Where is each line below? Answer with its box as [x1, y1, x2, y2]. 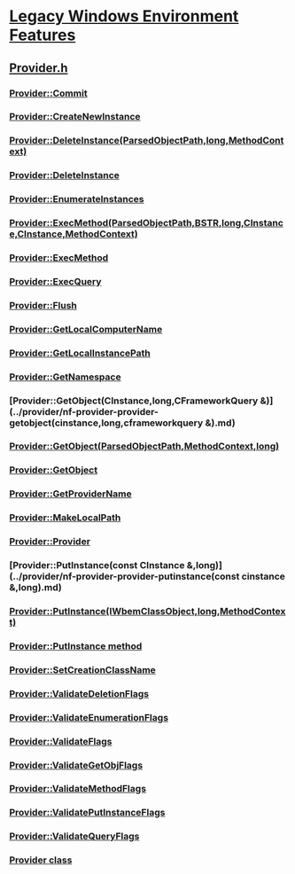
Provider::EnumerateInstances [9, 193, 144, 206]
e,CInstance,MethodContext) [9, 228, 139, 240]
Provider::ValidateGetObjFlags [9, 759, 144, 771]
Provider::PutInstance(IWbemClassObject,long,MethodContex [9, 605, 286, 618]
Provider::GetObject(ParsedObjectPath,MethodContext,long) [9, 441, 280, 453]
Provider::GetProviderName [9, 488, 133, 500]
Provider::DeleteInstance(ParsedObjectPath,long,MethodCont [9, 135, 284, 147]
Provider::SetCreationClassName [9, 663, 157, 675]
